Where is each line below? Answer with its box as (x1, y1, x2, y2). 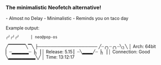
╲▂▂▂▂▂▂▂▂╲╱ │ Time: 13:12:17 (6, 54, 75, 60)
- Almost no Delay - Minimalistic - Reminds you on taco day (6, 15, 128, 21)
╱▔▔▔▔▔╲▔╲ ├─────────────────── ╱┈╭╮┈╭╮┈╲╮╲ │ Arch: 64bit (6, 43, 156, 49)
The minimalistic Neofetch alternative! (6, 4, 102, 11)
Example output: (6, 25, 40, 31)
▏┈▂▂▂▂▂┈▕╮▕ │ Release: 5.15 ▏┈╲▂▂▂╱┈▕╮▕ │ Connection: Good (6, 49, 150, 55)
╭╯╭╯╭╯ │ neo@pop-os (6, 34, 58, 40)
